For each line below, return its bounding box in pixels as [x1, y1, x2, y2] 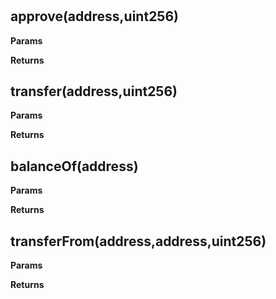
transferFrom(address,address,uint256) [10, 233, 267, 250]
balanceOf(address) [10, 158, 139, 175]
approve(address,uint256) [10, 8, 179, 25]
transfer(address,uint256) [10, 83, 178, 100]
